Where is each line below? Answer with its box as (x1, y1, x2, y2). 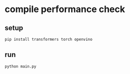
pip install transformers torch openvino (5, 37, 93, 42)
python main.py (5, 64, 37, 69)
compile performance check (5, 4, 125, 15)
